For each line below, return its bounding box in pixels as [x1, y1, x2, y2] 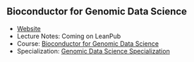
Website [16, 24, 42, 32]
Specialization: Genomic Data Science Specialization [16, 46, 170, 55]
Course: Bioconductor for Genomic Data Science [16, 39, 159, 48]
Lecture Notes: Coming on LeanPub [16, 32, 121, 40]
